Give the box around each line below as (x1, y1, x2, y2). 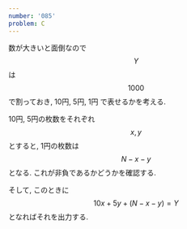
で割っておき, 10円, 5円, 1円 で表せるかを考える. (8, 97, 166, 106)
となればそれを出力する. (8, 212, 89, 222)
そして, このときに (8, 184, 70, 195)
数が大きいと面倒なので (8, 42, 87, 53)
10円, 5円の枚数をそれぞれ (8, 114, 96, 123)
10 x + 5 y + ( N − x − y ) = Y (93, 198, 179, 208)
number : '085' (8, 11, 57, 20)
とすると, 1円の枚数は (8, 140, 79, 150)
